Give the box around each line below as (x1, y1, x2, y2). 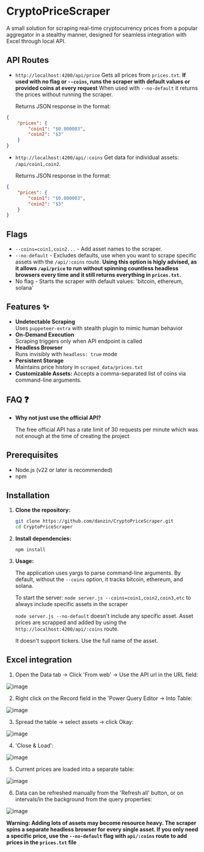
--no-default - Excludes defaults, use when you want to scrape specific (15, 252, 197, 259)
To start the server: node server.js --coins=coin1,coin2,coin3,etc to (15, 594, 191, 601)
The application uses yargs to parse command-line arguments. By (15, 569, 181, 577)
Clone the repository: (15, 506, 71, 514)
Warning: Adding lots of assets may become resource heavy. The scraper (6, 819, 197, 826)
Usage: (15, 557, 34, 565)
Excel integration (6, 654, 72, 665)
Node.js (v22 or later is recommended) (15, 466, 113, 473)
